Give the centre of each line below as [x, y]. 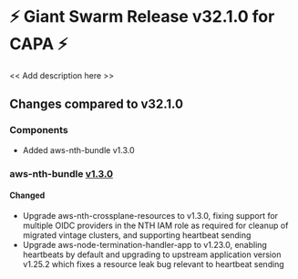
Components [39, 130]
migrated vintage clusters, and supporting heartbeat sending [137, 235]
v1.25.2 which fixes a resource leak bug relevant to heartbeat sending [153, 263]
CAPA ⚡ [39, 44]
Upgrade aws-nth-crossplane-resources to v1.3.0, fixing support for [150, 215]
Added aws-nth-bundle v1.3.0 [78, 150]
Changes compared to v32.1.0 [97, 104]
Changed [27, 195]
